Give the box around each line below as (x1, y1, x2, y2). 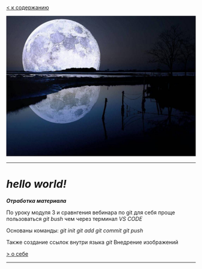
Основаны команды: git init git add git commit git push (6, 227, 143, 234)
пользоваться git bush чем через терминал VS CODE (6, 215, 142, 223)
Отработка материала (6, 197, 67, 205)
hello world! (6, 178, 67, 191)
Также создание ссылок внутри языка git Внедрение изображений (6, 239, 179, 246)
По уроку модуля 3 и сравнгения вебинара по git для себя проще (6, 209, 176, 216)
